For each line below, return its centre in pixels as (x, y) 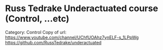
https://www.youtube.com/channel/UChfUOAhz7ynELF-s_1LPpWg (72, 37)
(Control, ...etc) (37, 19)
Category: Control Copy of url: (36, 32)
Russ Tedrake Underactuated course (82, 8)
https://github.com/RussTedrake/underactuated (53, 42)
